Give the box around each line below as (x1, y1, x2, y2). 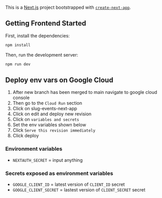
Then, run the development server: (5, 52, 78, 58)
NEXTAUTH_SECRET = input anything (12, 157, 83, 163)
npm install (5, 42, 31, 47)
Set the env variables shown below (12, 122, 87, 128)
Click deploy (12, 133, 39, 139)
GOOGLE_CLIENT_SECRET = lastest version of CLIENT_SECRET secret (12, 186, 146, 193)
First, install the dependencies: (5, 33, 70, 39)
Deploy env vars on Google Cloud (5, 76, 114, 84)
